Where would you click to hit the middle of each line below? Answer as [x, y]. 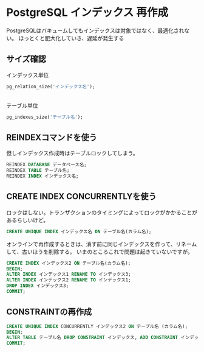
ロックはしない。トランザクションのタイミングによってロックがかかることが [102, 212]
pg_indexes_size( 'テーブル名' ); [45, 117]
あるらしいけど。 [28, 220]
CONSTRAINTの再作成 [49, 312]
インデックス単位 [28, 75]
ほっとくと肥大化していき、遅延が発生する [71, 38]
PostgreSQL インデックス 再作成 [87, 12]
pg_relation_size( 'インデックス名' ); [51, 86]
